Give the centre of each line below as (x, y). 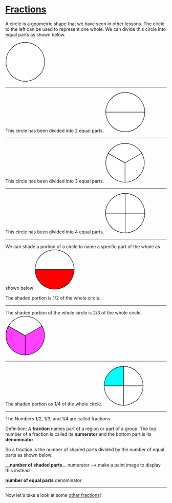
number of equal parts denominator (44, 480)
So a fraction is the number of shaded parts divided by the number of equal (85, 449)
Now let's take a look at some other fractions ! (53, 495)
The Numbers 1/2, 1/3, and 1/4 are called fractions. (58, 418)
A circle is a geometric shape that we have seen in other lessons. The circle (85, 24)
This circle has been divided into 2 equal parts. (55, 131)
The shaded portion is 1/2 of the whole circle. (53, 298)
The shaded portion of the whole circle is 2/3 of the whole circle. (74, 312)
